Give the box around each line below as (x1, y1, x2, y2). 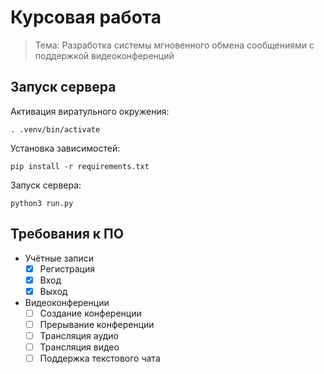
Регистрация (39, 262, 95, 275)
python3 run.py (10, 198, 74, 208)
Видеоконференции (24, 296, 110, 308)
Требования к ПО (10, 226, 124, 243)
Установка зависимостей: (10, 142, 121, 154)
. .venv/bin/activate (10, 124, 101, 135)
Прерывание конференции (39, 318, 155, 330)
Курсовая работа (10, 6, 162, 29)
